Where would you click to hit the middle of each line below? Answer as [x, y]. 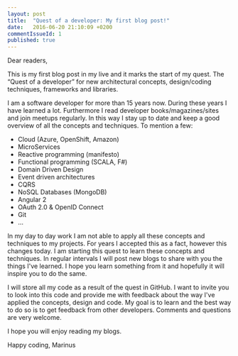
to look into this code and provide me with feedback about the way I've [111, 295]
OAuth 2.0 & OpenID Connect [61, 207]
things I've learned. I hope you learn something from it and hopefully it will [116, 266]
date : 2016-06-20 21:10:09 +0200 [60, 27]
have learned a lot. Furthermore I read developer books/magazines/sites [113, 111]
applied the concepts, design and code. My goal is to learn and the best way [119, 303]
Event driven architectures [56, 177]
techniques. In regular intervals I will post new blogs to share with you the [115, 259]
